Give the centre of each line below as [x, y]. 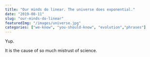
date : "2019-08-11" [25, 14]
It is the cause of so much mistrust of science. [51, 51]
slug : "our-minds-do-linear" [34, 18]
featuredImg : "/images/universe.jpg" [43, 23]
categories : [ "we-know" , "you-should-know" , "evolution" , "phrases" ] [75, 28]
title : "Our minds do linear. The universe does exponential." [70, 9]
